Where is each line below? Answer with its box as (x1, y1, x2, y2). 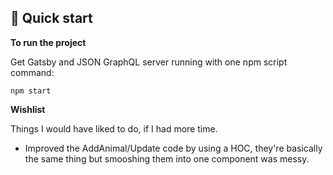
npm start (10, 86, 52, 96)
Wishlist (10, 103, 46, 115)
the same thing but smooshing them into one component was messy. (24, 152, 310, 165)
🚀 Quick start (10, 10, 93, 27)
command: (10, 66, 55, 78)
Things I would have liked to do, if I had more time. (10, 122, 218, 135)
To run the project (10, 36, 87, 48)
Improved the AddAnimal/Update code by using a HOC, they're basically (24, 142, 323, 154)
